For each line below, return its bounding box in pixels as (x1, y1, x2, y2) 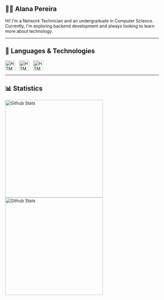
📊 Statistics (5, 84, 43, 93)
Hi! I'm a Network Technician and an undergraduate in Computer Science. (5, 18, 154, 23)
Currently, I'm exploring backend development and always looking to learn (5, 23, 155, 29)
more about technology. (5, 28, 53, 34)
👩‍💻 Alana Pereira (5, 5, 57, 13)
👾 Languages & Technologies (5, 47, 95, 55)
